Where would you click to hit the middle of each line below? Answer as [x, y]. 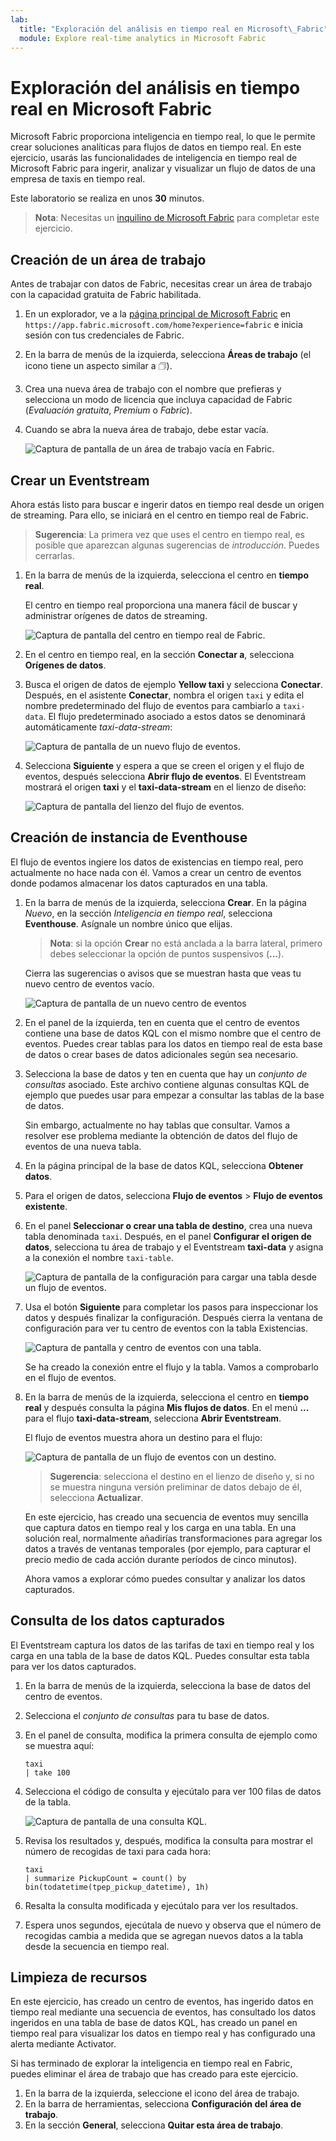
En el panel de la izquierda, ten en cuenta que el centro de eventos [162, 1022]
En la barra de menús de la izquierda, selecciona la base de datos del [167, 1685]
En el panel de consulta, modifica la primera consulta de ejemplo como [171, 1735]
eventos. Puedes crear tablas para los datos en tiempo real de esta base [173, 1043]
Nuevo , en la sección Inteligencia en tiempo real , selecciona [148, 913]
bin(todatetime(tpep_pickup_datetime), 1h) [117, 1887]
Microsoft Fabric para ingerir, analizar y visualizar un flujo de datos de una [163, 168]
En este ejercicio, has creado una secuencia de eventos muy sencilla [166, 1517]
